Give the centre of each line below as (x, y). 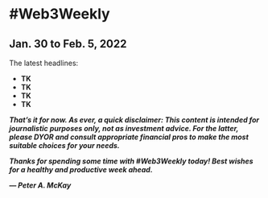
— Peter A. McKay (40, 185)
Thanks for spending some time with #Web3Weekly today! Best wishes (131, 161)
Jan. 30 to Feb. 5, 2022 (68, 44)
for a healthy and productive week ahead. (81, 169)
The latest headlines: (44, 63)
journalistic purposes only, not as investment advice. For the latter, (124, 128)
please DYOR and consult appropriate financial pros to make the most (129, 137)
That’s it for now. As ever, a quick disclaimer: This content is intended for (134, 120)
